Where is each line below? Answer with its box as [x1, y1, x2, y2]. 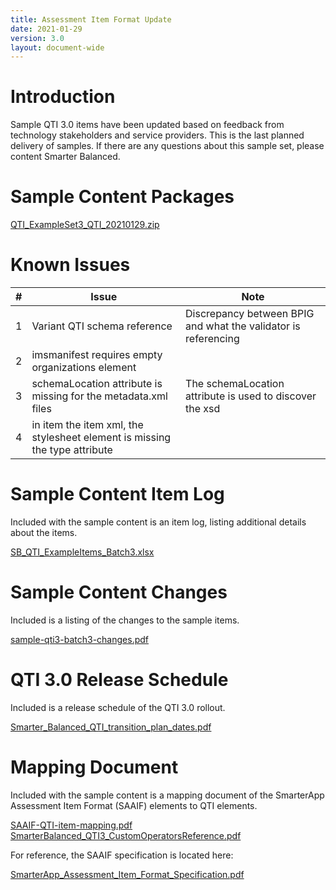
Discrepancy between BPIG [185, 307, 315, 321]
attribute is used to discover [185, 389, 317, 403]
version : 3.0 [10, 33, 65, 43]
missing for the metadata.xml [31, 389, 168, 403]
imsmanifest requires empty [31, 348, 163, 362]
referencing [185, 332, 240, 346]
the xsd [185, 402, 221, 416]
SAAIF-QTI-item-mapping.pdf [10, 819, 133, 831]
